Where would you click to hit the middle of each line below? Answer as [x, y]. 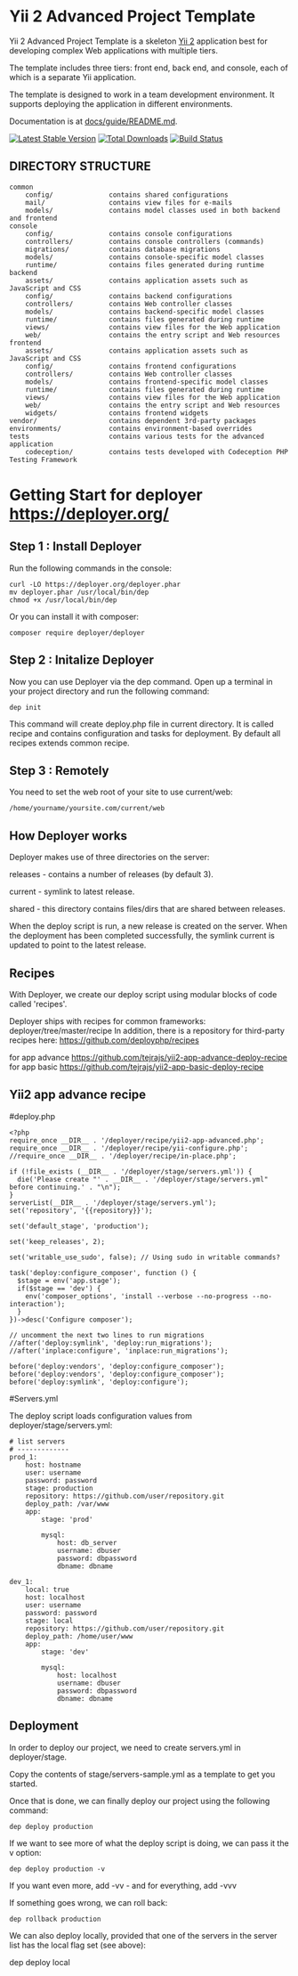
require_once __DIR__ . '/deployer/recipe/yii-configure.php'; [129, 1148]
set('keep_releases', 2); [57, 1241]
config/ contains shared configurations [127, 195]
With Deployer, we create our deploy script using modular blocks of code [143, 994]
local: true [47, 1590]
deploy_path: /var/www [67, 1504]
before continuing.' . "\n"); [65, 1187]
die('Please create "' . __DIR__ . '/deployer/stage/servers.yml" [143, 1179]
